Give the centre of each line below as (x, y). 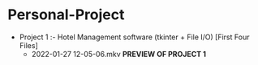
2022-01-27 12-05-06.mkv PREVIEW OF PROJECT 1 (119, 54)
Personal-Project (66, 15)
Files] (28, 45)
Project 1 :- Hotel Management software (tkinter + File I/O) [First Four (134, 37)
